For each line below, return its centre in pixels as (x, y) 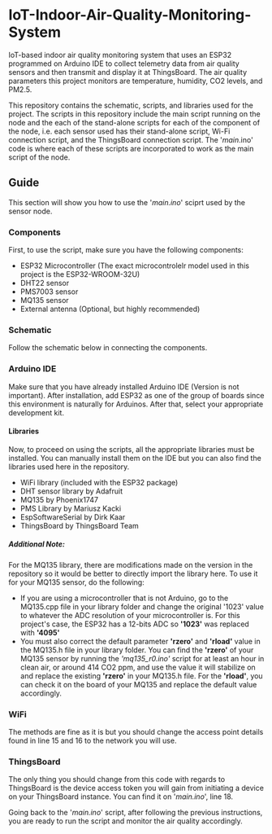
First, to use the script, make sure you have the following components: (126, 250)
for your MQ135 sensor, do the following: (76, 582)
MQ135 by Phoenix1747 (59, 499)
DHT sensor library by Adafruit (71, 491)
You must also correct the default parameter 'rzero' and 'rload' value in (140, 641)
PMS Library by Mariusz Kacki (71, 508)
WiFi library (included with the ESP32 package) (99, 482)
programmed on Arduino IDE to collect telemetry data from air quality (124, 64)
